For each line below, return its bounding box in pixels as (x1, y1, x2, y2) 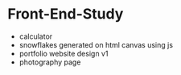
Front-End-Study (7, 5, 124, 23)
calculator (19, 31, 53, 41)
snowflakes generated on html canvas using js (19, 40, 174, 49)
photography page (19, 57, 81, 67)
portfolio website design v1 (19, 48, 109, 58)
